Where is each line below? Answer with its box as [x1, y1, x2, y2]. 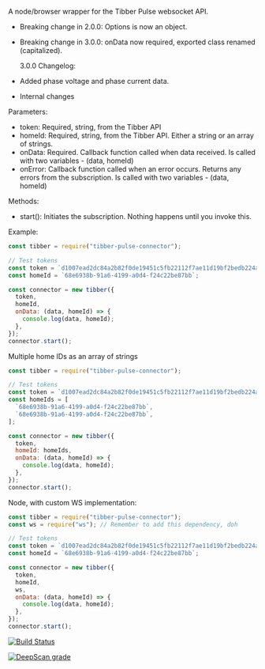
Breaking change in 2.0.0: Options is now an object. [19, 22, 188, 31]
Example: [8, 227, 39, 236]
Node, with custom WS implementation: [8, 497, 137, 507]
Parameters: [8, 107, 48, 116]
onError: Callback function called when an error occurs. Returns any [19, 164, 242, 173]
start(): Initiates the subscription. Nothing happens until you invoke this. [19, 212, 252, 221]
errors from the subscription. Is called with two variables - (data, [19, 173, 230, 182]
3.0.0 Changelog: [19, 61, 77, 70]
